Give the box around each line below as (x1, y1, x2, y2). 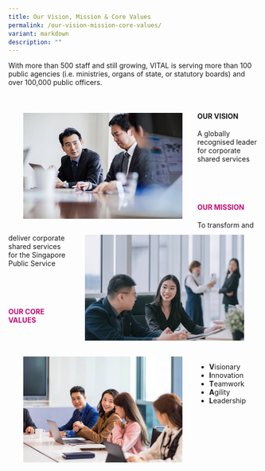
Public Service (8, 259, 56, 268)
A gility (208, 387, 231, 397)
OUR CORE (8, 306, 45, 316)
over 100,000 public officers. (8, 78, 103, 88)
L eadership (208, 395, 247, 405)
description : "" (8, 38, 62, 46)
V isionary (208, 362, 241, 372)
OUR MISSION (197, 203, 245, 212)
